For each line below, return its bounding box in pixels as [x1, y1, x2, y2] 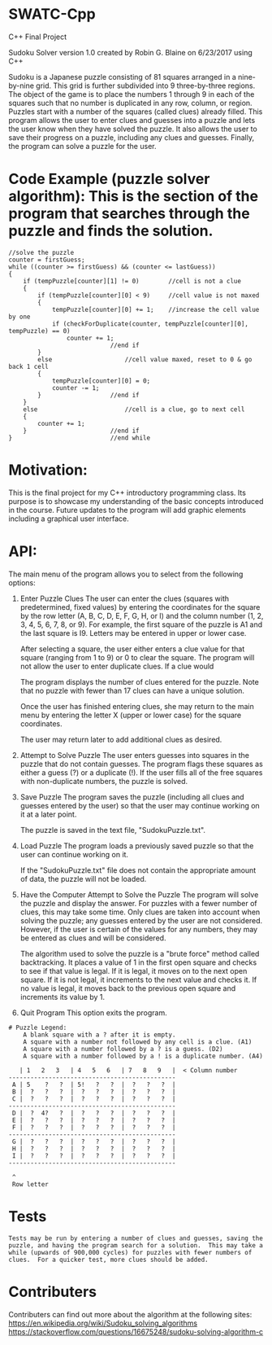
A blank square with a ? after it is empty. [23, 1031, 176, 1039]
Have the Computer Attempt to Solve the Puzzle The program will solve [19, 889, 259, 900]
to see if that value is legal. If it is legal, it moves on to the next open [19, 966, 248, 975]
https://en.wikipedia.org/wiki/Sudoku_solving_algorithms [8, 1318, 197, 1328]
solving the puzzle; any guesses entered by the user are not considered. [19, 915, 263, 925]
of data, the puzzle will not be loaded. [19, 874, 147, 883]
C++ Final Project [8, 32, 67, 42]
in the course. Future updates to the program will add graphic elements [8, 505, 246, 515]
